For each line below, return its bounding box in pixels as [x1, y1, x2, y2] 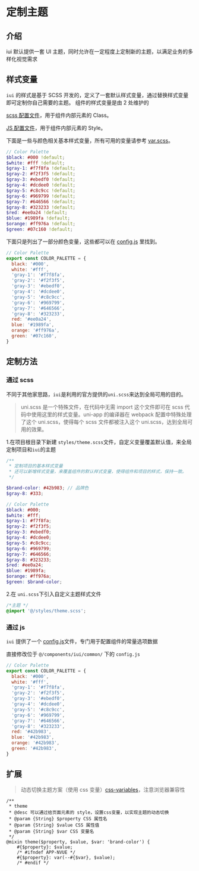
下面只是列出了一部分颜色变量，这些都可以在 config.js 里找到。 [6, 238, 160, 245]
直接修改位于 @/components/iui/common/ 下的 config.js [6, 650, 141, 658]
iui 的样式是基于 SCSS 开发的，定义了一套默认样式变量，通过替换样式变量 [6, 91, 189, 98]
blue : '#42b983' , [11, 734, 55, 740]
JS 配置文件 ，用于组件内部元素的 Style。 [6, 124, 106, 131]
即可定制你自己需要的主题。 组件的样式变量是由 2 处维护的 [6, 99, 150, 106]
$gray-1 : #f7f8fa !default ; [6, 165, 76, 172]
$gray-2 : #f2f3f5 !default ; [6, 171, 76, 177]
